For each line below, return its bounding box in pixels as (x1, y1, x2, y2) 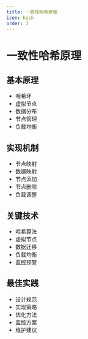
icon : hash (6, 15, 34, 21)
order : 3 (6, 20, 29, 26)
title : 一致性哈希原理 (6, 9, 58, 15)
